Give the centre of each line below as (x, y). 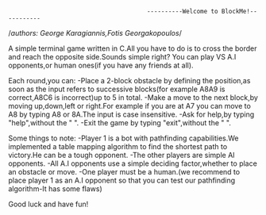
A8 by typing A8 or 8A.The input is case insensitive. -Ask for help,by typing (131, 114)
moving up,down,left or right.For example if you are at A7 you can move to (130, 106)
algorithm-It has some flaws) (56, 189)
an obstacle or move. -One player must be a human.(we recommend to (124, 172)
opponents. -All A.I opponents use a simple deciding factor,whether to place (133, 163)
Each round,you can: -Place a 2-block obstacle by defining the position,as (129, 81)
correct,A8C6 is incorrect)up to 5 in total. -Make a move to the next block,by (133, 98)
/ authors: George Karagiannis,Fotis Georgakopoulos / (95, 33)
